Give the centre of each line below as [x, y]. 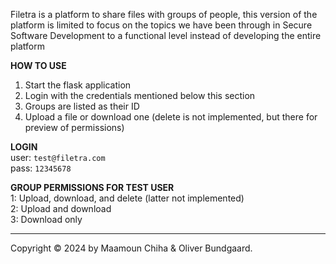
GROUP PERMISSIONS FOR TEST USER [92, 187]
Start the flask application [78, 85]
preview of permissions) [74, 127]
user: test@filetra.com [58, 157]
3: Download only [46, 219]
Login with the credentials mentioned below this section [140, 95]
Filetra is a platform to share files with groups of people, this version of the [164, 14]
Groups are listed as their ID [82, 106]
